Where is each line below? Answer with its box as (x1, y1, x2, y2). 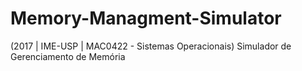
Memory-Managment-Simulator (10, 7, 282, 30)
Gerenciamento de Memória (10, 50, 126, 62)
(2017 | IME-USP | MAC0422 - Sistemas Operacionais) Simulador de (10, 40, 292, 52)
